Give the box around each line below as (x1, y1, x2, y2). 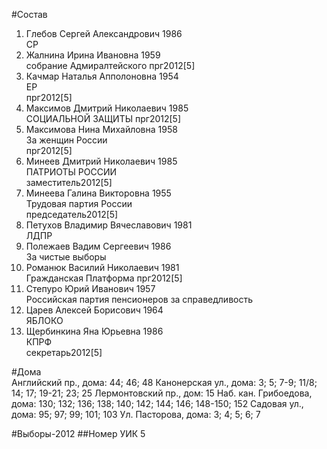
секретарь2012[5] (25, 347, 103, 358)
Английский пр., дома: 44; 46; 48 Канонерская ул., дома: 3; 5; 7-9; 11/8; (11, 377, 318, 388)
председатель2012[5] (25, 209, 119, 220)
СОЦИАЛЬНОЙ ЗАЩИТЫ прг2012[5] (25, 113, 182, 124)
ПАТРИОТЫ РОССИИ (25, 166, 118, 178)
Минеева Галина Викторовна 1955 (25, 187, 172, 199)
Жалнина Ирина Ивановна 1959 (25, 49, 161, 61)
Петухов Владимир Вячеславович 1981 (25, 219, 193, 231)
